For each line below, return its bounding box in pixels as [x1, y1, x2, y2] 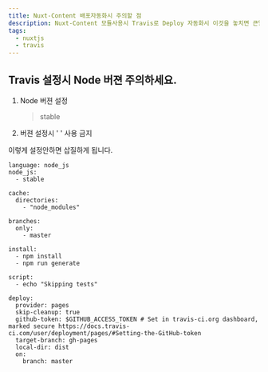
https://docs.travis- [58, 322, 130, 330]
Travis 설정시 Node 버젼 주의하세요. [8, 73, 177, 86]
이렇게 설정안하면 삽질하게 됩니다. [8, 145, 113, 154]
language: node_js [8, 161, 69, 169]
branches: [8, 217, 41, 225]
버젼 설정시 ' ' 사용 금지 [19, 128, 93, 138]
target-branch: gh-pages [15, 336, 98, 344]
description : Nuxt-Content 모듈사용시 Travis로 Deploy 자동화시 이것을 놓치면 [8, 19, 250, 27]
